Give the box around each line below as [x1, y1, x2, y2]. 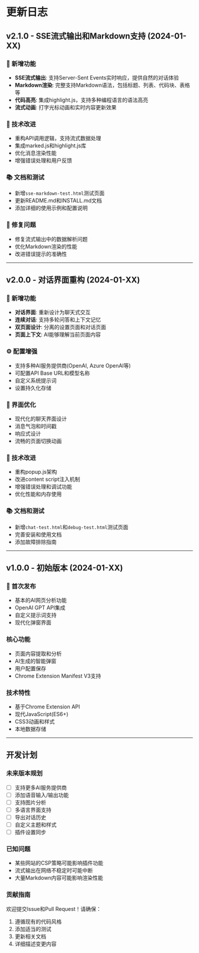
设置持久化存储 [14, 384, 52, 391]
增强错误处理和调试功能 [14, 483, 72, 490]
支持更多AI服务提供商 [14, 784, 67, 791]
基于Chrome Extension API [14, 703, 81, 710]
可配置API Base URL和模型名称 [14, 369, 90, 376]
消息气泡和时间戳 [14, 423, 57, 430]
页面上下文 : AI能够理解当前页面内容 [14, 331, 101, 338]
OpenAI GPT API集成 [14, 604, 66, 612]
